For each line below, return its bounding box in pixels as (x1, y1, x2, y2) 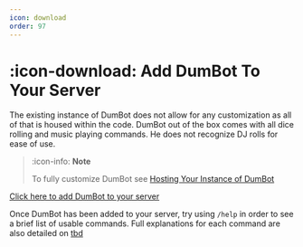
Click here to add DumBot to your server (9, 191, 160, 202)
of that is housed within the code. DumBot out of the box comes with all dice (9, 119, 294, 130)
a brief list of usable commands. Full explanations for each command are (9, 218, 280, 229)
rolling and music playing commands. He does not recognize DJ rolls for (9, 128, 279, 140)
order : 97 (9, 22, 47, 31)
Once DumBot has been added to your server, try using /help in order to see (9, 209, 294, 220)
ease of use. (9, 138, 56, 149)
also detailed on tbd (9, 228, 84, 239)
